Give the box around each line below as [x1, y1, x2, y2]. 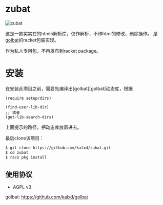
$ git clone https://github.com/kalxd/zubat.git [5, 145, 111, 150]
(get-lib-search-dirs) [5, 115, 54, 120]
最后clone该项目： [5, 135, 45, 141]
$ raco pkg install [5, 154, 47, 160]
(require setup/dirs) [5, 96, 52, 101]
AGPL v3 [12, 184, 32, 190]
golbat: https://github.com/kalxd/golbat [5, 194, 88, 200]
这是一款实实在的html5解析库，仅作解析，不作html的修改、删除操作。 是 [5, 30, 158, 36]
